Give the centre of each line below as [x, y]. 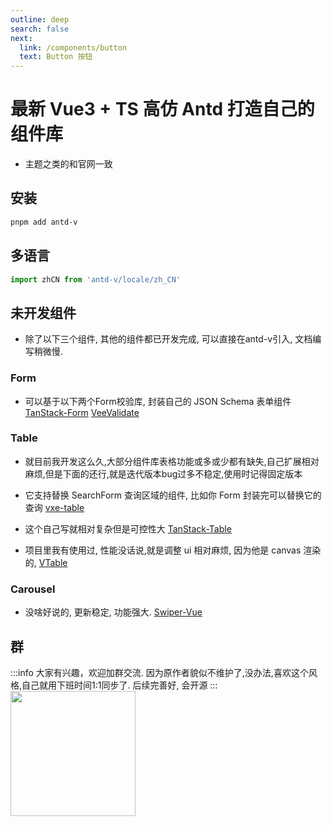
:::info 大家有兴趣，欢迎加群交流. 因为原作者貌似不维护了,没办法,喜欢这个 [159, 672]
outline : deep [40, 19]
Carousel [33, 589]
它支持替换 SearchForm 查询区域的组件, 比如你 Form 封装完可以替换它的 [173, 495]
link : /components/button [73, 47]
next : [21, 38]
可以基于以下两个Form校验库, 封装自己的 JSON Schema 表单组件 [158, 401]
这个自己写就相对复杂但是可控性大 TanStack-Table [128, 528]
